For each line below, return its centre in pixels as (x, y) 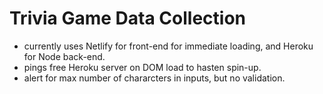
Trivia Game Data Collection (128, 18)
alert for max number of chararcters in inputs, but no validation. (154, 78)
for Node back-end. (64, 56)
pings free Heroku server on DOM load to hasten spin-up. (142, 67)
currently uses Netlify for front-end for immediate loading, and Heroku (168, 46)
